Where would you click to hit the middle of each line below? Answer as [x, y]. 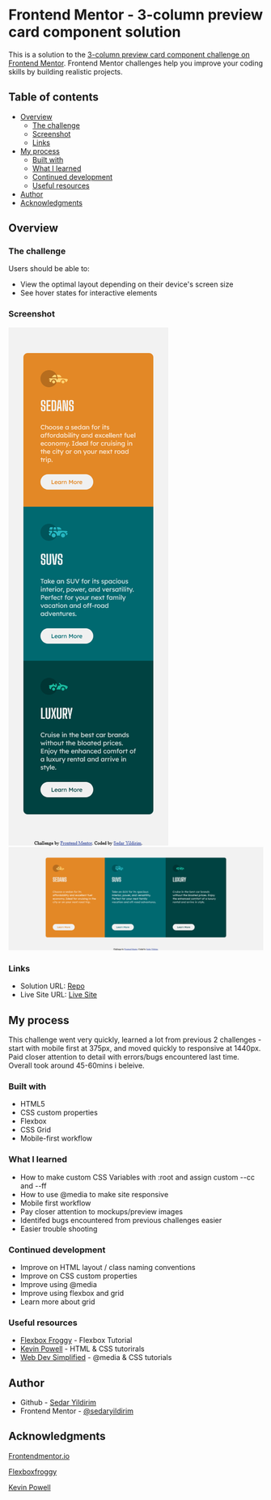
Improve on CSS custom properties [78, 1276]
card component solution [95, 32]
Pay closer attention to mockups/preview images [102, 1211]
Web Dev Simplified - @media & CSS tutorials [96, 1358]
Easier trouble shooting [59, 1229]
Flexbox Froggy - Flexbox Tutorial [76, 1341]
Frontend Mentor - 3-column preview [136, 15]
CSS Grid [35, 1130]
